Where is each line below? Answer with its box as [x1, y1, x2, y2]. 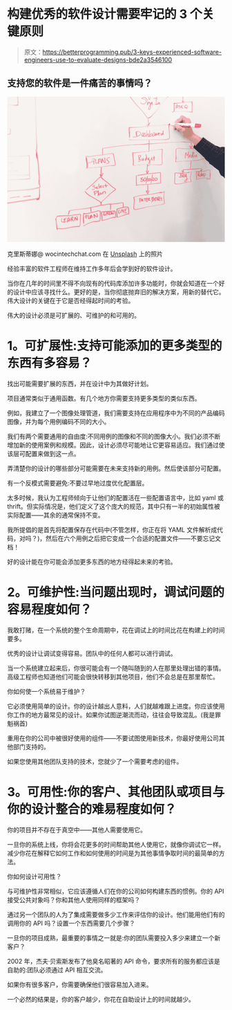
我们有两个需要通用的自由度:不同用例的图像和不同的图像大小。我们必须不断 [7, 432, 221, 440]
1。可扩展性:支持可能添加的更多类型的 [7, 338, 222, 353]
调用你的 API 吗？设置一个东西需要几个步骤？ [7, 919, 136, 927]
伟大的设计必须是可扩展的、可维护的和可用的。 [7, 311, 140, 319]
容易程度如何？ [7, 602, 93, 618]
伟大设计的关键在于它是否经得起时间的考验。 [7, 296, 135, 304]
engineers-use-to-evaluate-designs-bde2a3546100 [23, 55, 173, 64]
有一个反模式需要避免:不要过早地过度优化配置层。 [7, 479, 148, 487]
